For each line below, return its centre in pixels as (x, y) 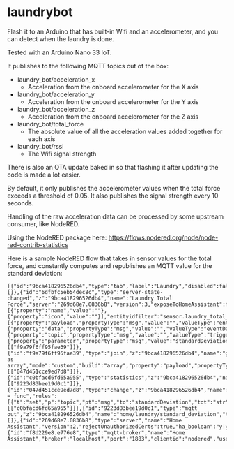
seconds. (21, 203)
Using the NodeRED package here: (57, 237)
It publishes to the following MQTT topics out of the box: (88, 66)
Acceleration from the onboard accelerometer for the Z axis (113, 117)
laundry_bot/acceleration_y (56, 94)
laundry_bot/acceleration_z (56, 109)
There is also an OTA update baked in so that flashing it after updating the (113, 167)
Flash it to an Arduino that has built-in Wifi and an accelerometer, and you (113, 31)
